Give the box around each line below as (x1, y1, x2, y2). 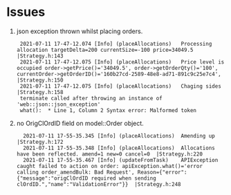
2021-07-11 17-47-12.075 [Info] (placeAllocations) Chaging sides (19, 82, 222, 90)
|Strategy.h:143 (16, 53, 64, 59)
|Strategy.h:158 (16, 89, 64, 95)
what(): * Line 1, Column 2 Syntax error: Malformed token (19, 106, 197, 114)
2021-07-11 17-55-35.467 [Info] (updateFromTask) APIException (23, 156, 219, 163)
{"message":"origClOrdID (16, 174, 89, 182)
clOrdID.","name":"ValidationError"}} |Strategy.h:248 (16, 180, 181, 187)
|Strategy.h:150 (16, 77, 64, 84)
